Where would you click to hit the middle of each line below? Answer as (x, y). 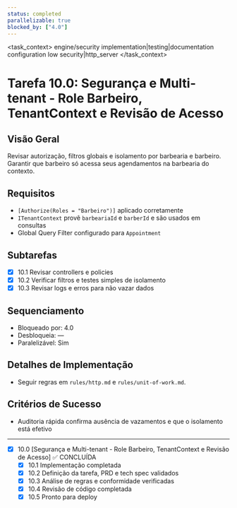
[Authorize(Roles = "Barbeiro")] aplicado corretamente (100, 211)
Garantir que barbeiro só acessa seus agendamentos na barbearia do (108, 164)
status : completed (34, 14)
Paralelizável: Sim (43, 343)
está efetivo (35, 429)
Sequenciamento (46, 311)
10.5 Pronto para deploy (62, 497)
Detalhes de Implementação (71, 365)
